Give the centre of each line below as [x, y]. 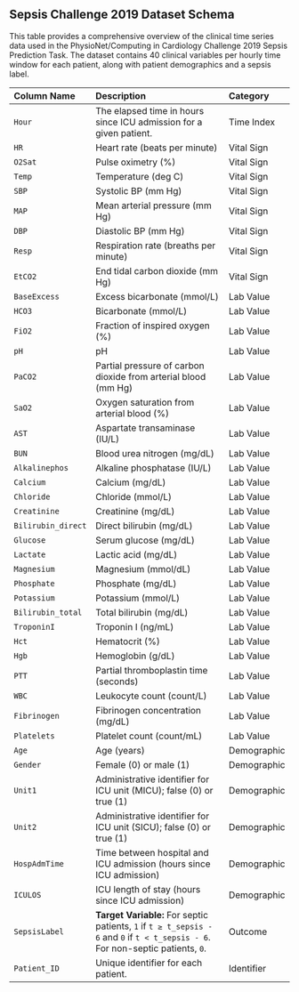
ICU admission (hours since [153, 864]
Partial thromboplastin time [151, 670]
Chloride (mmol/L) [133, 496]
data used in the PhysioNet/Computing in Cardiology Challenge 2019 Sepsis [148, 45]
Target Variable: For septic [152, 915]
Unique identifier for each [149, 963]
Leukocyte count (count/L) [151, 696]
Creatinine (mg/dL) [135, 511]
